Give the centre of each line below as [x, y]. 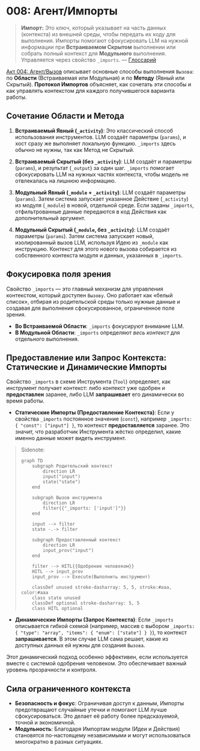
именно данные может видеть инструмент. [71, 438]
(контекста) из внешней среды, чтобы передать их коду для [98, 34]
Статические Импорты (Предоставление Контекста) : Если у [95, 413]
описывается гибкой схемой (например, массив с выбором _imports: [105, 626]
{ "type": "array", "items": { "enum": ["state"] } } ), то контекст [101, 633]
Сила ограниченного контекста [68, 689]
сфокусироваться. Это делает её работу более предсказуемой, [97, 716]
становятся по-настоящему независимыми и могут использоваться [103, 735]
